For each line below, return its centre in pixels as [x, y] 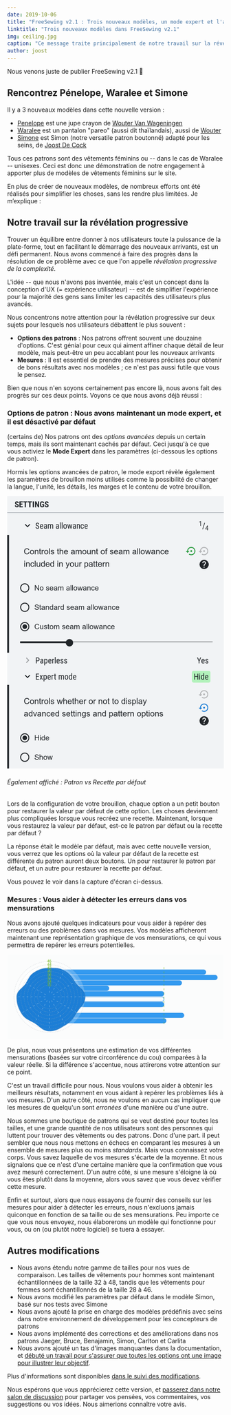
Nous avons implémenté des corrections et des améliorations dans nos [118, 1333]
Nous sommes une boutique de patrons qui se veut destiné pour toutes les [113, 1121]
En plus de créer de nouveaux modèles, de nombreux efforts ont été [104, 186]
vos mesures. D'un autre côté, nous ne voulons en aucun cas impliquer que [114, 1100]
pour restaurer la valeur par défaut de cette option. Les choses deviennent [113, 811]
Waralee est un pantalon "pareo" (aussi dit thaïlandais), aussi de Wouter [119, 130]
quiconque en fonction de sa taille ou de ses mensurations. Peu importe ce [113, 1214]
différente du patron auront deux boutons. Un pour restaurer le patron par [111, 861]
